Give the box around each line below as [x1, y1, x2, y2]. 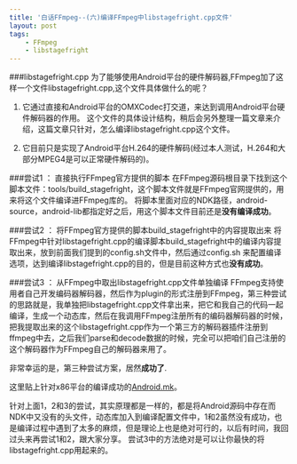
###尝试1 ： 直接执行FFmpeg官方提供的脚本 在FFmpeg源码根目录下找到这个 [9, 172, 288, 183]
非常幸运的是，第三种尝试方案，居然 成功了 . [9, 363, 168, 373]
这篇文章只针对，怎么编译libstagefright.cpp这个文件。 [37, 124, 235, 134]
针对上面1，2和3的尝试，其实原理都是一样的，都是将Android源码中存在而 [9, 401, 277, 412]
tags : [9, 29, 29, 38]
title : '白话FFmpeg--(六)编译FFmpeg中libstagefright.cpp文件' [9, 12, 233, 22]
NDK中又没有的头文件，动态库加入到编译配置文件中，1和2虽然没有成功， [9, 412, 275, 422]
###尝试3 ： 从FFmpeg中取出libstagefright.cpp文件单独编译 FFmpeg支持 [9, 277, 277, 288]
